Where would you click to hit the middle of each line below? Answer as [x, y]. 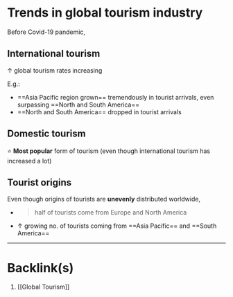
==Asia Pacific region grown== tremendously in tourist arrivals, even [115, 97]
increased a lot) [29, 161]
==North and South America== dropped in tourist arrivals [99, 111]
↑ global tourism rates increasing [55, 70]
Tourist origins [40, 182]
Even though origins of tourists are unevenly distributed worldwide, [104, 199]
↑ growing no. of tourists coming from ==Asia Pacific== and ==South [117, 226]
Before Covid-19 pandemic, [46, 32]
